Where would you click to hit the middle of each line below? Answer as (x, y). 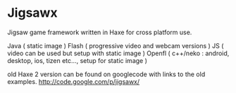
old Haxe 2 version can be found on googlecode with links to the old (106, 74)
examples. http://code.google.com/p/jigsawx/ (74, 81)
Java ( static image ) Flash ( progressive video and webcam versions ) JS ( (116, 45)
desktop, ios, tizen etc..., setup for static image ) (77, 60)
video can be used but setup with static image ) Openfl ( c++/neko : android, (118, 53)
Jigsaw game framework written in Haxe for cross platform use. (100, 32)
